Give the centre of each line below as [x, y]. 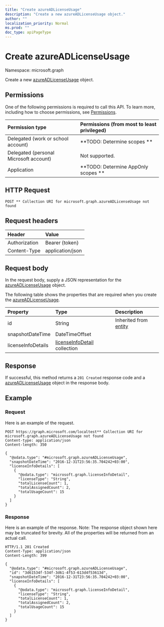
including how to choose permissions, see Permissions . [61, 112]
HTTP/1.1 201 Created [27, 547]
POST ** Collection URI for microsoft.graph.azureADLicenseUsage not [77, 201]
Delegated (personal [31, 152]
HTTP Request [28, 190]
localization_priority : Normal [37, 23]
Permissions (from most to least [118, 124]
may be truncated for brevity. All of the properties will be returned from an [80, 532]
